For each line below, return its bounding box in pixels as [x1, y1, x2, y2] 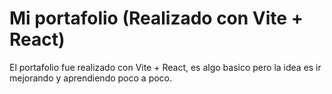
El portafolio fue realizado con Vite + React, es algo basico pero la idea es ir [9, 61, 322, 73]
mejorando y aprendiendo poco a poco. [9, 72, 173, 84]
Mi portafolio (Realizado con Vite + [9, 7, 304, 30]
